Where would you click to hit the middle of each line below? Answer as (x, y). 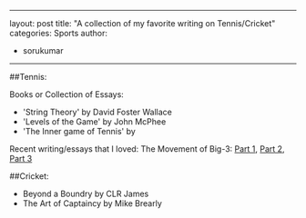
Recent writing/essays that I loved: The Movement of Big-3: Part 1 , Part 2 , (147, 149)
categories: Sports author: (58, 33)
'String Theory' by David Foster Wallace (97, 112)
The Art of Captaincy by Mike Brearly (92, 203)
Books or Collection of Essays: (67, 94)
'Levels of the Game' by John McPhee (94, 122)
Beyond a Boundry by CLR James (86, 193)
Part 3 (21, 159)
